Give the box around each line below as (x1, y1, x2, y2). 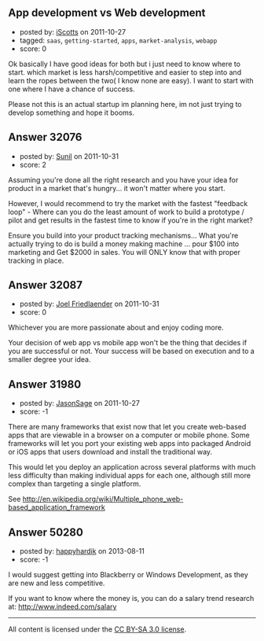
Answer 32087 (8, 278, 82, 292)
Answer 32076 (8, 131, 82, 144)
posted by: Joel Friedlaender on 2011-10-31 (19, 299, 159, 309)
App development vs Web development (8, 6, 206, 20)
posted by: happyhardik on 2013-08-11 (19, 547, 145, 556)
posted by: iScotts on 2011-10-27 (19, 27, 126, 36)
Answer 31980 (8, 378, 82, 391)
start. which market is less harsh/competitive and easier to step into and (8, 67, 242, 77)
